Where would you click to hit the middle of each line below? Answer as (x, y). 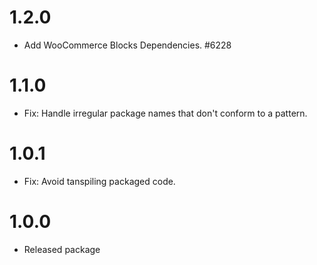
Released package (62, 249)
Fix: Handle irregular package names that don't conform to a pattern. (165, 113)
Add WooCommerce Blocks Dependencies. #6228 (127, 45)
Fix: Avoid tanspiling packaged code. (99, 181)
